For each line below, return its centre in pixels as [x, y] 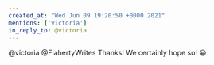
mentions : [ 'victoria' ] [48, 23]
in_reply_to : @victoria [48, 30]
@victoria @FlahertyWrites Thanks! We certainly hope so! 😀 [107, 53]
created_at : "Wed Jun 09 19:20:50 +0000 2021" [87, 15]
